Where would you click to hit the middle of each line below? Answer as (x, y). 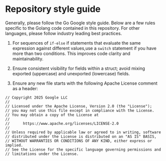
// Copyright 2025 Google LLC (37, 98)
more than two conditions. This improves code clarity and (71, 54)
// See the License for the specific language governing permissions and (83, 150)
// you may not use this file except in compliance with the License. (80, 110)
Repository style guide (53, 9)
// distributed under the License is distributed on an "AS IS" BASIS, (81, 136)
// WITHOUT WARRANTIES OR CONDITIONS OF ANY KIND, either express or (79, 141)
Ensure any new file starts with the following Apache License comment (85, 83)
